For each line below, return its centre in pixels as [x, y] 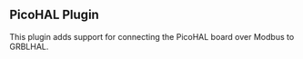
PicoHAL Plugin [55, 15]
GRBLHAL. [29, 46]
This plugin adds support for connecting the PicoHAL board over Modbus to [152, 36]
